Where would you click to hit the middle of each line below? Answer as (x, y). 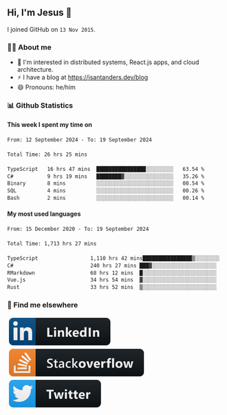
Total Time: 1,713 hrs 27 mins (52, 244)
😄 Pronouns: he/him (46, 88)
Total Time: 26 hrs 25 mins (47, 154)
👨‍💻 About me (29, 47)
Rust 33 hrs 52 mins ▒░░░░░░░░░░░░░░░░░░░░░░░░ (112, 287)
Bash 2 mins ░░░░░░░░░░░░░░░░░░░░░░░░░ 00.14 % (106, 198)
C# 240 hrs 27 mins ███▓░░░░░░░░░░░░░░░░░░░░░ (112, 265)
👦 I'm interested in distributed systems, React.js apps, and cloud (108, 62)
